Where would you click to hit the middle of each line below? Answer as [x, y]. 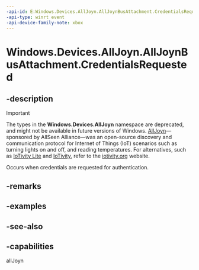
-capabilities [30, 246]
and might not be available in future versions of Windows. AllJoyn [86, 131]
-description [30, 99]
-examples [26, 206]
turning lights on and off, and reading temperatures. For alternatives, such [96, 150]
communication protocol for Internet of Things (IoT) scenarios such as [92, 143]
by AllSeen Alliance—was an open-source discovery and [103, 137]
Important [18, 113]
